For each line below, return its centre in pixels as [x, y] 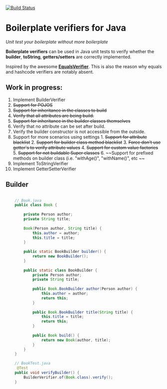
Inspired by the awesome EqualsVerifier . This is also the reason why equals [84, 66]
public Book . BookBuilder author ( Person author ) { [85, 289]
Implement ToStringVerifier [41, 163]
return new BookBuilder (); [60, 256]
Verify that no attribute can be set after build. [59, 126]
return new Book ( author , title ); [76, 340]
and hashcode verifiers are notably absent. [50, 72]
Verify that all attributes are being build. [53, 116]
